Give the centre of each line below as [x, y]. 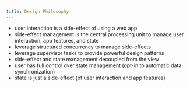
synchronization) [35, 71]
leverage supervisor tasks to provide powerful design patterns [89, 53]
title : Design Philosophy [37, 11]
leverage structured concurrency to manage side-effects [83, 47]
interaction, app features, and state [57, 40]
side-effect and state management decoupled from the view [87, 59]
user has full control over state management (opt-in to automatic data [98, 65]
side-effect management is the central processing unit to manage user [99, 34]
